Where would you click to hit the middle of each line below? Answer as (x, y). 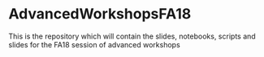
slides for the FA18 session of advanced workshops (94, 44)
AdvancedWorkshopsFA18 (100, 14)
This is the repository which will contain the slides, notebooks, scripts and (132, 36)
